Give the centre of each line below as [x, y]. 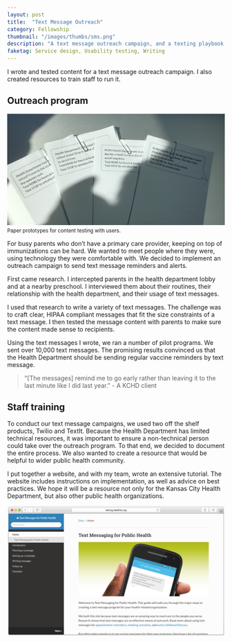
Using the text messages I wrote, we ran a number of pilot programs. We [110, 342]
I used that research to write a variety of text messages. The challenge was [114, 307]
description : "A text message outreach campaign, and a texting [101, 44]
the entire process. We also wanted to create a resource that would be [107, 453]
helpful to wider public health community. [66, 461]
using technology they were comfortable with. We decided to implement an [114, 258]
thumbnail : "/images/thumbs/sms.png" [61, 37]
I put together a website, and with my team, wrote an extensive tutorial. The [115, 474]
